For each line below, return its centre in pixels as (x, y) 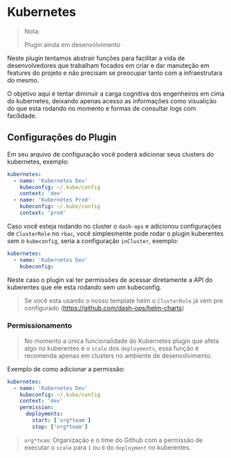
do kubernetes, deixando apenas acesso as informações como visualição (112, 100)
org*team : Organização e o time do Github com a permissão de (113, 440)
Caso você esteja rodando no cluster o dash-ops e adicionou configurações (114, 226)
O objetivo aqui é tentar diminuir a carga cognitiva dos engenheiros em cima (116, 94)
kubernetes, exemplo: (38, 161)
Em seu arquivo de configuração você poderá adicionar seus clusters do (111, 154)
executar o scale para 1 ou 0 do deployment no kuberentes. (108, 447)
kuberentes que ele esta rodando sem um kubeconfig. (84, 287)
